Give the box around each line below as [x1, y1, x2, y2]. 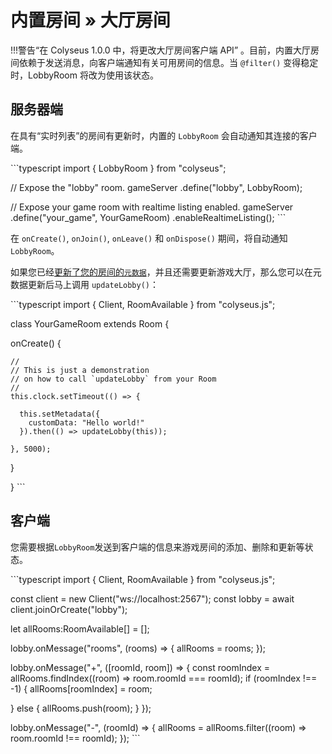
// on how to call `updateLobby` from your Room [10, 374, 217, 384]
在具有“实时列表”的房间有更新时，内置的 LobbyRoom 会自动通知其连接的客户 [10, 129, 318, 141]
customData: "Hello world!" [28, 417, 145, 428]
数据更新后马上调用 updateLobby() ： [10, 278, 160, 290]
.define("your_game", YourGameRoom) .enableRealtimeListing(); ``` [10, 211, 287, 223]
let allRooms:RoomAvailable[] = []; [10, 622, 150, 635]
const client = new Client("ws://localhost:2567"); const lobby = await [10, 592, 295, 605]
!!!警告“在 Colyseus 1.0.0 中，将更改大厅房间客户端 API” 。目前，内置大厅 [10, 44, 311, 56]
